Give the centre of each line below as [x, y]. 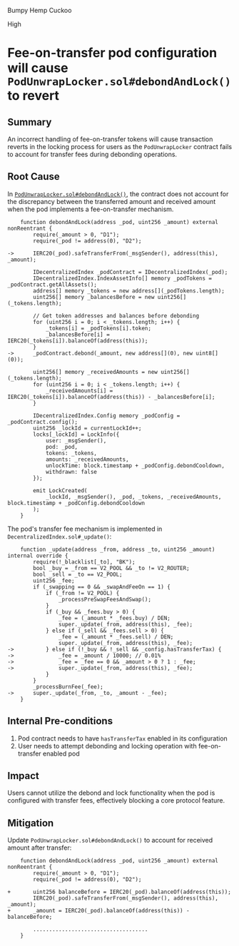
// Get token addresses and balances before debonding [116, 316]
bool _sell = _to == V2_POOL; [78, 574]
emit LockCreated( [60, 490]
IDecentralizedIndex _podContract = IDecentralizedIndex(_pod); [131, 272]
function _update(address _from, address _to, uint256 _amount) [118, 549]
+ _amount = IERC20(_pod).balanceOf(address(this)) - [99, 911]
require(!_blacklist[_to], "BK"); [84, 562]
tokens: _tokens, [71, 453]
